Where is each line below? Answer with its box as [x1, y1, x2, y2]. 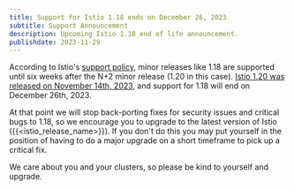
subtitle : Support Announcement [9, 21, 128, 30]
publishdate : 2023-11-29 [9, 37, 101, 47]
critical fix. [9, 145, 48, 156]
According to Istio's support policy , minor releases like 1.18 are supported [9, 62, 275, 72]
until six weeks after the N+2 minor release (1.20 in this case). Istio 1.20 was [9, 72, 285, 82]
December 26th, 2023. [9, 90, 92, 101]
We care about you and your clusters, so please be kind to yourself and [9, 162, 269, 172]
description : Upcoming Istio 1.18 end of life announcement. [9, 29, 239, 38]
